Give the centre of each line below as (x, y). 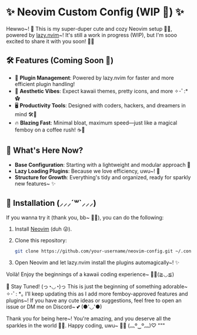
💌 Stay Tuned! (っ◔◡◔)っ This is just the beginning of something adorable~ (97, 287)
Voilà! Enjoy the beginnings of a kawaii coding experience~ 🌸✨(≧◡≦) (90, 274)
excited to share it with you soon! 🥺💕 (50, 41)
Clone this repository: (41, 241)
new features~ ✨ (35, 183)
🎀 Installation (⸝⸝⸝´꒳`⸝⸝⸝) (51, 203)
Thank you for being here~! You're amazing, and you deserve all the (89, 318)
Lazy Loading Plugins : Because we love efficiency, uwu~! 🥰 (87, 171)
